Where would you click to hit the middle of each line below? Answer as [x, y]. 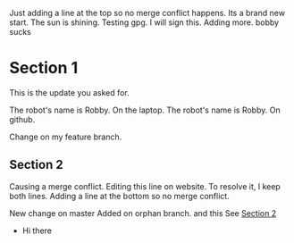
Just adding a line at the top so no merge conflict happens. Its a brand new [147, 13]
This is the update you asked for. [69, 92]
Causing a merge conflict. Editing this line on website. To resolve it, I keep [145, 186]
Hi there [37, 230]
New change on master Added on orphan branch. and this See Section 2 [143, 213]
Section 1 [44, 68]
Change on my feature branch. [66, 137]
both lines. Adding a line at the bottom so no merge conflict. [119, 196]
